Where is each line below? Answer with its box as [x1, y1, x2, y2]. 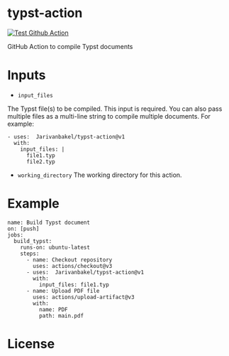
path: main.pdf [38, 312, 84, 319]
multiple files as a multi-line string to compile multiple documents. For [7, 112, 211, 120]
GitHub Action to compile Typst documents [7, 42, 133, 50]
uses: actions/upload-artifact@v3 [33, 293, 135, 301]
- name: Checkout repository [26, 256, 113, 264]
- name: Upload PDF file [26, 287, 100, 294]
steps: [20, 250, 40, 257]
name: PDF [38, 306, 69, 313]
